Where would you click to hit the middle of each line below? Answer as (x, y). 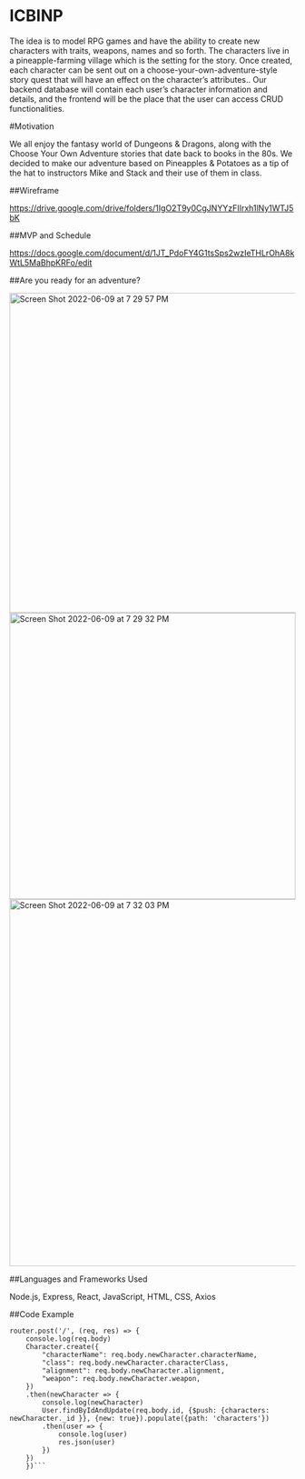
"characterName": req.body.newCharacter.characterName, (150, 1354)
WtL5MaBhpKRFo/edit (51, 262)
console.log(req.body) (69, 1339)
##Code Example (42, 1314)
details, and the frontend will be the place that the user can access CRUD (147, 99)
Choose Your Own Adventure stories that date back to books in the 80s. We (151, 153)
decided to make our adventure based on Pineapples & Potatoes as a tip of (149, 163)
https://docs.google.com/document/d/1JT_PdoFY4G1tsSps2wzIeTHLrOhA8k (152, 253)
